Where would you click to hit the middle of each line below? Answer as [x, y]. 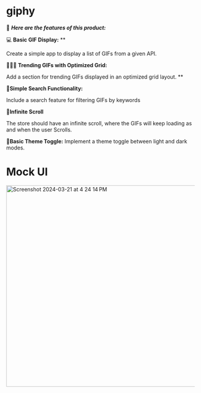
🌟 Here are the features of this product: [56, 28]
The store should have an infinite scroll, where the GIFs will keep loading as [99, 123]
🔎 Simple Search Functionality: [45, 88]
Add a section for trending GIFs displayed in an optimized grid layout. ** [95, 77]
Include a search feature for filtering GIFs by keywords [73, 100]
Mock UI [27, 172]
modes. [16, 148]
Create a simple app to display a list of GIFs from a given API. [82, 53]
